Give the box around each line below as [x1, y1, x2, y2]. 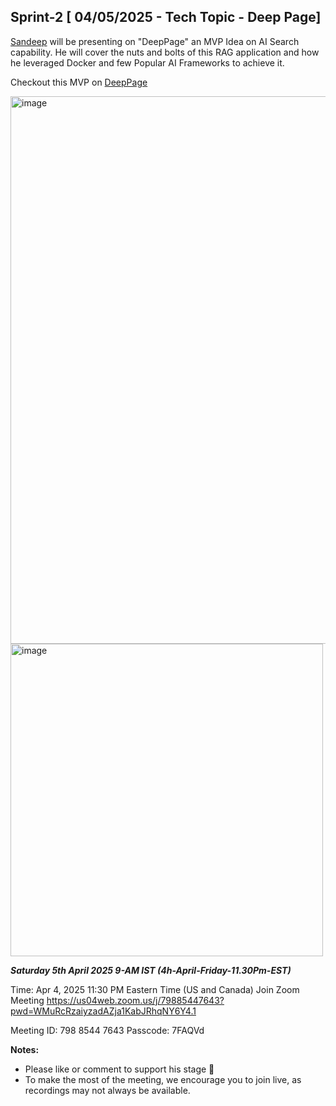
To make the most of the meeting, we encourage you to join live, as [24, 1073, 302, 1085]
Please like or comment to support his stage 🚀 [24, 1063, 215, 1075]
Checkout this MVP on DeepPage [10, 76, 148, 88]
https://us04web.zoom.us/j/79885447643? [46, 994, 225, 1006]
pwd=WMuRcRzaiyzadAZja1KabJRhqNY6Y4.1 [10, 1005, 197, 1017]
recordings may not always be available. [24, 1084, 191, 1096]
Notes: [10, 1043, 40, 1055]
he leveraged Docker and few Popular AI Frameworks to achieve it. [10, 56, 285, 69]
